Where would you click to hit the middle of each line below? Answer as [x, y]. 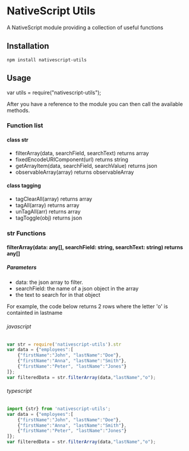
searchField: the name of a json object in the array [77, 289]
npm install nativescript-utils [47, 60]
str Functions [26, 233]
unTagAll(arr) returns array [48, 211]
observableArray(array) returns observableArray [75, 172]
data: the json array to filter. [49, 282]
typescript [19, 391]
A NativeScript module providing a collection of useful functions [85, 27]
